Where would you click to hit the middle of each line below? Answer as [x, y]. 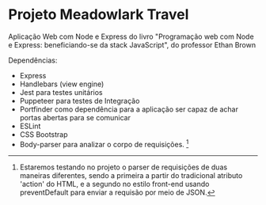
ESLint [30, 126]
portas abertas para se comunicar [75, 117]
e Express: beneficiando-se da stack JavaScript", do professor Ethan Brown [132, 44]
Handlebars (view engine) [62, 84]
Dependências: [33, 60]
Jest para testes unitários [61, 92]
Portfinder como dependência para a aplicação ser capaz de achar [129, 109]
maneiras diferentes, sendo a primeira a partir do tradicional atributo [131, 175]
